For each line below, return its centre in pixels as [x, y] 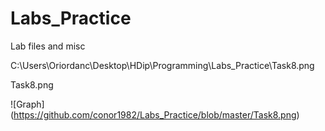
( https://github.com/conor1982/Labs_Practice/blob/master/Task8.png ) [155, 114]
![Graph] [27, 104]
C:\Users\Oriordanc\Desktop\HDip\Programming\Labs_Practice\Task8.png [162, 65]
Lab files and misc [48, 46]
